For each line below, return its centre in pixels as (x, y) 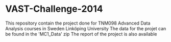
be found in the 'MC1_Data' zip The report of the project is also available (81, 34)
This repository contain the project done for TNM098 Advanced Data (78, 23)
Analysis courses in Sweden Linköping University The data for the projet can (86, 28)
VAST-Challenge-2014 (54, 9)
